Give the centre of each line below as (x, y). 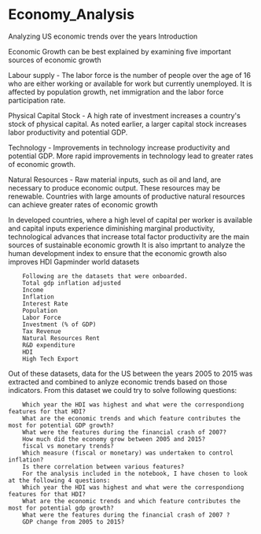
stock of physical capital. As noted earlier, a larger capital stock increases (128, 124)
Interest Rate (45, 304)
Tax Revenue (42, 331)
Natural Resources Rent (61, 338)
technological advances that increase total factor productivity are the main (129, 236)
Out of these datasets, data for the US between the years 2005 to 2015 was (130, 373)
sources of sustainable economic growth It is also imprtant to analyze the (127, 245)
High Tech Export (51, 359)
